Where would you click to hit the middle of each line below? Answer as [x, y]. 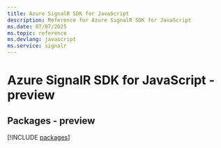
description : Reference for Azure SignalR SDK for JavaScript [99, 20]
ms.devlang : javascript [42, 40]
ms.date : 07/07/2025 [37, 26]
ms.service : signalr [37, 46]
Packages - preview [51, 121]
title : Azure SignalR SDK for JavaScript [68, 14]
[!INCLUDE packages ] [39, 137]
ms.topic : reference [37, 33]
